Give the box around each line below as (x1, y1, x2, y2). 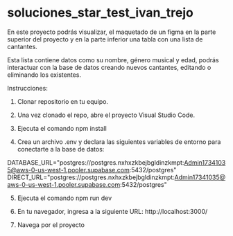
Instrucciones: (7, 84, 49, 92)
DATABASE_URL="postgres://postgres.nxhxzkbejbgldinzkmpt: (7, 158, 184, 167)
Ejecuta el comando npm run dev (17, 194, 112, 202)
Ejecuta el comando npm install (17, 124, 107, 132)
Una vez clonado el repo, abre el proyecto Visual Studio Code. (17, 111, 196, 119)
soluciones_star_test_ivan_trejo (7, 5, 194, 21)
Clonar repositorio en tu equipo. (17, 97, 109, 105)
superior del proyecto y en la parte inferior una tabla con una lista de (7, 35, 203, 43)
